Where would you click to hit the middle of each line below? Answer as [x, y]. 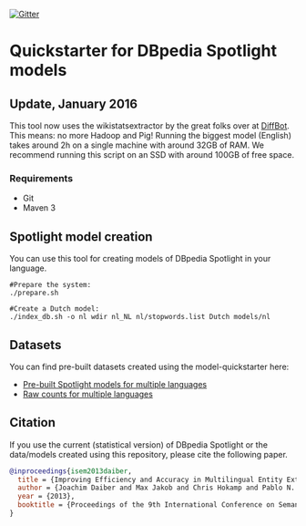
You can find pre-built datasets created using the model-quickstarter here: [149, 366]
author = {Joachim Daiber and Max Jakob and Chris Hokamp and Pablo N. [157, 488]
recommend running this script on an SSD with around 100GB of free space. [152, 155]
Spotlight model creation [81, 237]
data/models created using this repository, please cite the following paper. [149, 454]
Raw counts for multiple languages [87, 394]
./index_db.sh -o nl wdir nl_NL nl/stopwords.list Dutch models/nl [140, 317]
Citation [33, 423]
